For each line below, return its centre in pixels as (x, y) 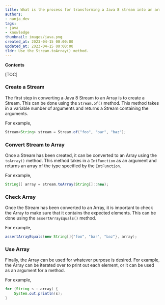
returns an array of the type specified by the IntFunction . (63, 166)
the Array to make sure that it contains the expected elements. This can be (81, 213)
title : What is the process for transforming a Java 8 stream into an (79, 10)
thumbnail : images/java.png (34, 37)
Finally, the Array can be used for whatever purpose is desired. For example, (82, 260)
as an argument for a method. (35, 271)
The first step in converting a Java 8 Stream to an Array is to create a (75, 98)
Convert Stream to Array (35, 145)
